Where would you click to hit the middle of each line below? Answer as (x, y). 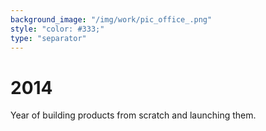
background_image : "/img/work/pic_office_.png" (111, 19)
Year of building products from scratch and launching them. (133, 115)
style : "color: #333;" (57, 29)
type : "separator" (48, 38)
